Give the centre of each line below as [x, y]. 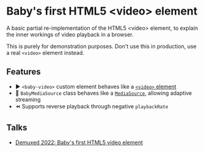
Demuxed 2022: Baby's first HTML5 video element [79, 142]
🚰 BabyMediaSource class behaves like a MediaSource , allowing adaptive [104, 93]
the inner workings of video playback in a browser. [70, 34]
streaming [28, 99]
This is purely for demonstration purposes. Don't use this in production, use [101, 46]
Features [24, 72]
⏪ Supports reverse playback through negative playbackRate [92, 106]
